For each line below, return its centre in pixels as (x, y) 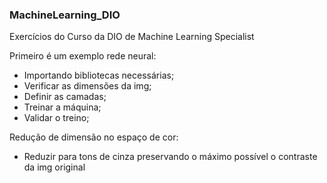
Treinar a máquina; (62, 107)
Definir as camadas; (65, 97)
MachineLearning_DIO (65, 15)
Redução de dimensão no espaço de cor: (94, 137)
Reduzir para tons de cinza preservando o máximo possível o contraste (170, 157)
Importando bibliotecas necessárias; (99, 75)
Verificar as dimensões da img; (87, 86)
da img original (54, 167)
